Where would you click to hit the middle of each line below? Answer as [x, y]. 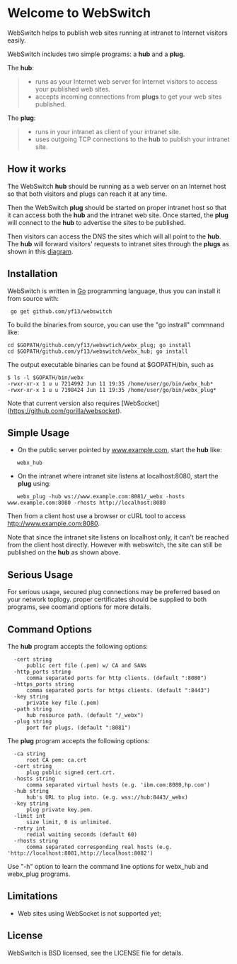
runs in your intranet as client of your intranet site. [108, 131]
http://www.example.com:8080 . [54, 524]
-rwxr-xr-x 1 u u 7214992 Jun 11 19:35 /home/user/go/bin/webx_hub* [110, 384]
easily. [17, 40]
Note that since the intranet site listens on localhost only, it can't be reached [118, 537]
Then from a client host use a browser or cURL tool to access [97, 516]
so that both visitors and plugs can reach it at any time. [87, 194]
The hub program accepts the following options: [78, 646]
